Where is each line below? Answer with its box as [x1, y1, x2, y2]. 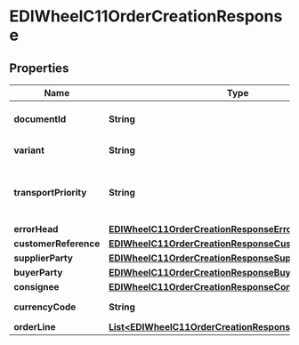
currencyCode [13, 301, 77, 313]
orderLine [13, 321, 56, 333]
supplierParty [13, 252, 74, 264]
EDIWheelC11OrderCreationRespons [9, 6, 283, 27]
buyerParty [13, 267, 63, 278]
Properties [9, 60, 69, 76]
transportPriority [13, 187, 87, 198]
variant [13, 144, 44, 156]
